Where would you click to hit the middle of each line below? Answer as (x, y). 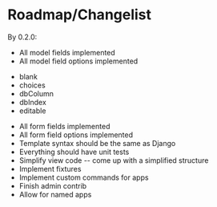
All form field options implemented (76, 135)
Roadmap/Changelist (80, 15)
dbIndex (33, 102)
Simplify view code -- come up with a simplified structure (114, 160)
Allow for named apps (55, 194)
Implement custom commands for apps (84, 177)
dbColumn (36, 93)
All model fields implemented (67, 52)
